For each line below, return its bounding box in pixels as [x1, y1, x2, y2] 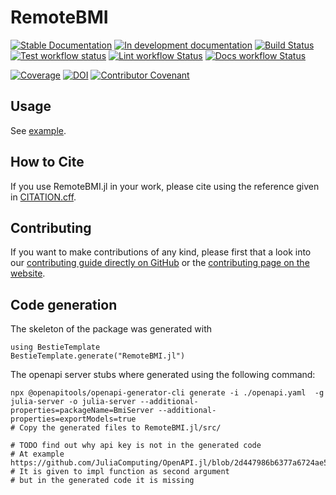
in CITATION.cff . [10, 191, 77, 203]
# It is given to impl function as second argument [10, 467, 230, 477]
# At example [10, 449, 65, 460]
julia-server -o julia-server [10, 397, 137, 407]
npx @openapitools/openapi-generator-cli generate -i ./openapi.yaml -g [10, 388, 325, 398]
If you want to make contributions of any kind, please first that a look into [10, 246, 312, 258]
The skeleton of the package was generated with [10, 323, 212, 335]
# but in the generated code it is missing [10, 476, 195, 486]
